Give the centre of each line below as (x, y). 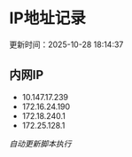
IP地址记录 (48, 18)
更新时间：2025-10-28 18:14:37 (66, 44)
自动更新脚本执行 (40, 144)
